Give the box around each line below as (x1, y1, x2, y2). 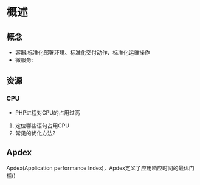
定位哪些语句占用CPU (15, 122, 70, 129)
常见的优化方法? (15, 129, 56, 136)
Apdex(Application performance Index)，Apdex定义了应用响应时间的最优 (6, 164, 190, 172)
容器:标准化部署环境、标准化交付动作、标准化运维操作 (15, 49, 150, 56)
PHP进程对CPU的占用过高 (15, 109, 80, 116)
